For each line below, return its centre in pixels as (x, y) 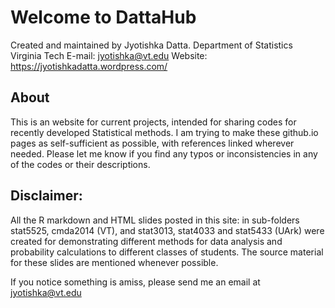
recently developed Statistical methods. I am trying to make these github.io (164, 132)
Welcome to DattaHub (103, 17)
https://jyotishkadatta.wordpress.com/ (89, 66)
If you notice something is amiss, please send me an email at (135, 282)
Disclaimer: (46, 196)
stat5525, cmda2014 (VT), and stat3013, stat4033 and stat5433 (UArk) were (167, 230)
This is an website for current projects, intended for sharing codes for (153, 122)
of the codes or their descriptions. (80, 164)
